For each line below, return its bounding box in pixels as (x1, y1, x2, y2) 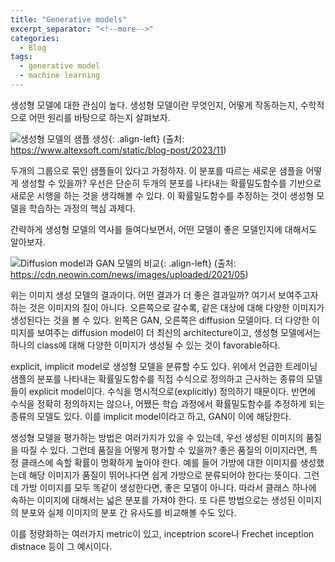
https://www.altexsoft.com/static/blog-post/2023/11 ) (10, 144, 227, 156)
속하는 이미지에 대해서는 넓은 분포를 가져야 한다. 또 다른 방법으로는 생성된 (10, 494, 296, 506)
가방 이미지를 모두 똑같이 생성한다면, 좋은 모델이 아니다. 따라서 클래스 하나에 (20, 481, 317, 493)
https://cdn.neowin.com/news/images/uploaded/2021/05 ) (10, 268, 249, 280)
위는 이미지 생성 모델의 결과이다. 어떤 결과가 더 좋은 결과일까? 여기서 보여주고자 (10, 289, 319, 301)
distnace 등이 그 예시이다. (10, 540, 113, 552)
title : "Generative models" (10, 14, 128, 25)
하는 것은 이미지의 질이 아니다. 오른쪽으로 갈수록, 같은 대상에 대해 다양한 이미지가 (10, 301, 325, 313)
